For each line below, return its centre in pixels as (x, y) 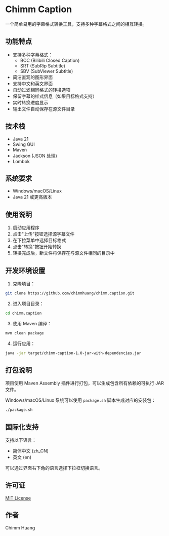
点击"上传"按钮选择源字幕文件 (44, 234)
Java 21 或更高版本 (32, 197)
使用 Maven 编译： (32, 323)
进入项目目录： (28, 303)
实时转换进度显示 (30, 102)
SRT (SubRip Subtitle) (43, 66)
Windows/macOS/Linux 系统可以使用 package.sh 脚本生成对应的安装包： (80, 400)
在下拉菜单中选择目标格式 (39, 240)
